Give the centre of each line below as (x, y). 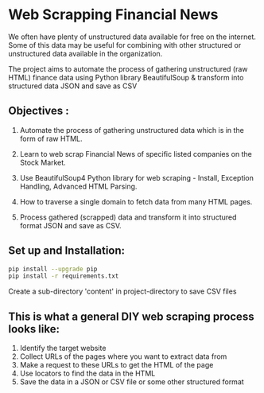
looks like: (34, 329)
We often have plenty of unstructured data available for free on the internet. (132, 37)
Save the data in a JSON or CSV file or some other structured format (132, 382)
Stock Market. (43, 162)
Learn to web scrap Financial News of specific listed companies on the (136, 154)
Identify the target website (63, 348)
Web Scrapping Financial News (113, 15)
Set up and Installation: (67, 251)
